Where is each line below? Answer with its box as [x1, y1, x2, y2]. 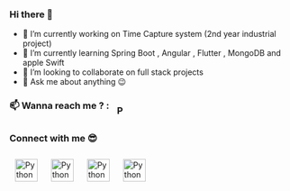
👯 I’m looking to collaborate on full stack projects [22, 67, 204, 77]
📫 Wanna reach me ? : [9, 99, 110, 112]
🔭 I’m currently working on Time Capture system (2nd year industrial [22, 29, 276, 40]
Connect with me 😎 [9, 132, 97, 145]
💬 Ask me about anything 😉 [22, 77, 127, 87]
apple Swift [22, 58, 65, 68]
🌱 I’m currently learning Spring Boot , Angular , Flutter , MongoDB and [22, 48, 282, 59]
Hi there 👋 [9, 8, 54, 21]
